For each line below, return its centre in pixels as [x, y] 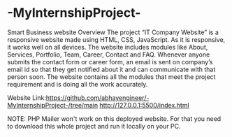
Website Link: [27, 98]
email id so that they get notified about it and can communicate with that [111, 69]
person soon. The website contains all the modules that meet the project [111, 77]
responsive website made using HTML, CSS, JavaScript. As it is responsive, [116, 39]
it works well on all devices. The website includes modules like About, [108, 47]
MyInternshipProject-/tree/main [53, 105]
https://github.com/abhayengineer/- [97, 98]
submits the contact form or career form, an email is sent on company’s [110, 62]
